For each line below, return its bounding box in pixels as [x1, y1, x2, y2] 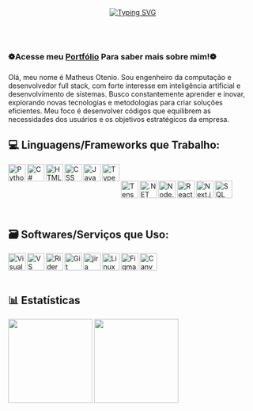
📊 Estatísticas [8, 293, 81, 307]
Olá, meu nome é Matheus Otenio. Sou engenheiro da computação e [8, 72, 232, 82]
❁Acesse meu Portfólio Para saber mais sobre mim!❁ [8, 51, 217, 62]
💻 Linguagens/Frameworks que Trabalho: [8, 139, 220, 152]
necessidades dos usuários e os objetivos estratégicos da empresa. [8, 114, 229, 124]
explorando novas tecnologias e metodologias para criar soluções [8, 97, 223, 107]
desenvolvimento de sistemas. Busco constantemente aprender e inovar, [8, 89, 246, 98]
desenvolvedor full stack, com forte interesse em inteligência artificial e [8, 81, 241, 90]
